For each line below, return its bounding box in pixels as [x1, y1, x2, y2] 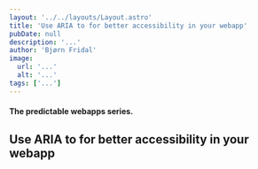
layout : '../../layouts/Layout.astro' [9, 12, 152, 22]
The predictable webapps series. [9, 106, 134, 117]
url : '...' [17, 63, 58, 72]
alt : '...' [17, 71, 58, 80]
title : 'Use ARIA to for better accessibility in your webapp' [9, 21, 248, 30]
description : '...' [9, 37, 82, 47]
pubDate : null [9, 29, 62, 38]
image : [9, 54, 34, 63]
